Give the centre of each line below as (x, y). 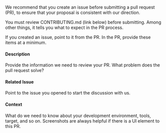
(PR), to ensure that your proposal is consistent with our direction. (73, 12)
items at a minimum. (26, 42)
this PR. (13, 126)
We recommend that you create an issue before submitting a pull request (80, 7)
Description (18, 54)
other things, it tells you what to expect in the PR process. (64, 27)
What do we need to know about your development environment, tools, (78, 115)
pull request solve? (24, 70)
